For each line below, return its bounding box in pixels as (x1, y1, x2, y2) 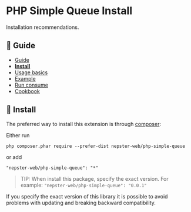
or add (6, 153, 22, 160)
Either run (6, 131, 30, 139)
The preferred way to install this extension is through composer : (6, 120, 162, 127)
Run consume (14, 81, 49, 88)
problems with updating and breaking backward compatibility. (6, 199, 156, 206)
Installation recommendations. (6, 24, 79, 31)
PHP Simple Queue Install (6, 4, 133, 18)
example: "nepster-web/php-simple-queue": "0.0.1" (20, 181, 147, 188)
